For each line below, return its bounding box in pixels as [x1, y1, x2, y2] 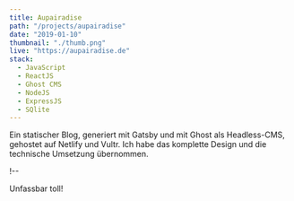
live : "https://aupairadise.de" [9, 47, 130, 56]
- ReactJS [17, 72, 54, 81]
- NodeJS [17, 88, 50, 97]
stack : [9, 55, 34, 64]
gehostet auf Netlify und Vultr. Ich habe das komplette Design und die [9, 139, 267, 150]
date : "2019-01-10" [9, 30, 82, 39]
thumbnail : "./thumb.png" [9, 38, 106, 48]
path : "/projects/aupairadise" [9, 22, 126, 31]
